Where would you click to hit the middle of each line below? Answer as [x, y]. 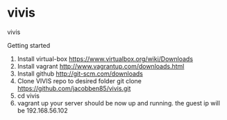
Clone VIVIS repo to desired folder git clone [79, 80]
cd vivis [28, 96]
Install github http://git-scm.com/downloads [80, 74]
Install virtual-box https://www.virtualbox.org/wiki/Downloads [105, 59]
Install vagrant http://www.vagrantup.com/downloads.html [101, 66]
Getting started [29, 45]
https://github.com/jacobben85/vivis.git [74, 88]
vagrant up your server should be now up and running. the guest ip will [119, 103]
